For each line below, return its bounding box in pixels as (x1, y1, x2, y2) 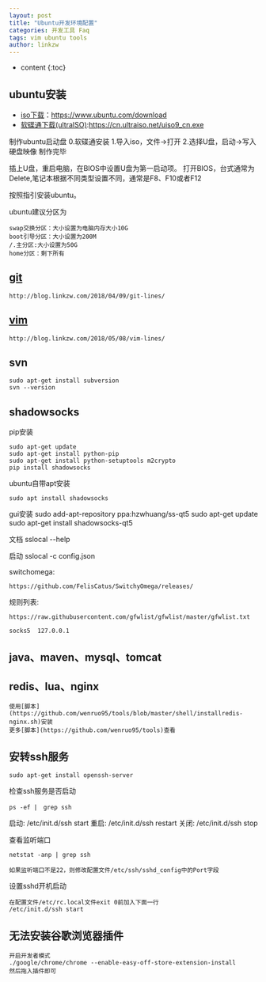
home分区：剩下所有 (9, 249, 65, 257)
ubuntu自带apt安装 (9, 479, 70, 488)
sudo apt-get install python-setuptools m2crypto (9, 457, 177, 465)
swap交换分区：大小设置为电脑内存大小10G (9, 224, 129, 232)
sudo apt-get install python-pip (9, 450, 120, 458)
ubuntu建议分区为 (9, 207, 67, 216)
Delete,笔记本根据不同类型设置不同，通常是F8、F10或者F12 (9, 173, 202, 183)
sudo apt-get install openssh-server (9, 772, 134, 779)
